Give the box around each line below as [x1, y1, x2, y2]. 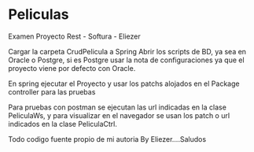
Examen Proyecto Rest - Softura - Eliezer [8, 32, 141, 41]
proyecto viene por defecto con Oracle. [8, 63, 136, 72]
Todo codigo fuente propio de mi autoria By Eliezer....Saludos [8, 134, 207, 143]
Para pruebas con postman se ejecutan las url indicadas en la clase [8, 102, 226, 112]
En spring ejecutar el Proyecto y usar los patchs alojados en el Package [8, 79, 240, 88]
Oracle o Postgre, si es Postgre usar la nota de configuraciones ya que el [8, 55, 245, 65]
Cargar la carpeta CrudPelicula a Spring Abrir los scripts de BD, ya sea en [8, 46, 246, 56]
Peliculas [8, 6, 69, 24]
